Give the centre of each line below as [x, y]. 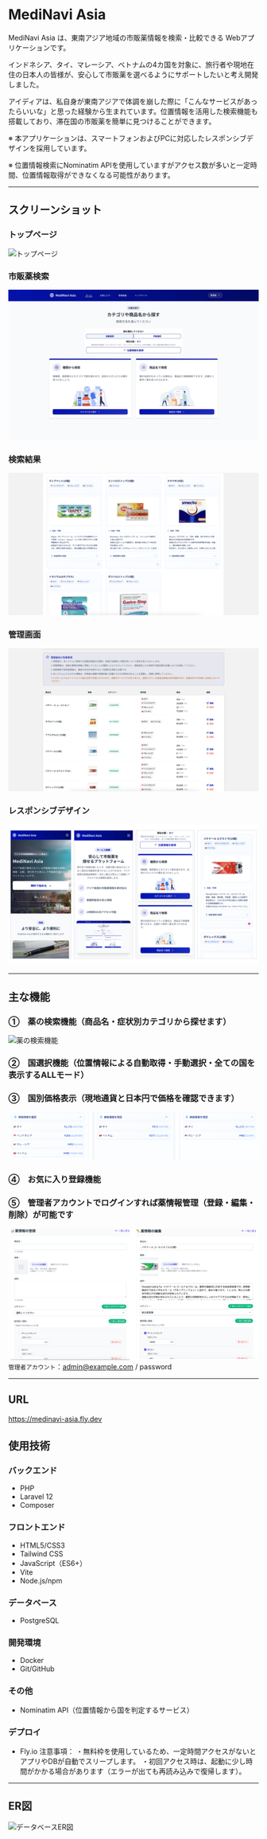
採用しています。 [63, 148]
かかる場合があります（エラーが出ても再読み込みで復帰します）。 [140, 1771]
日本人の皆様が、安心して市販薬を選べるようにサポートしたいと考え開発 [140, 74]
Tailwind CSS [41, 1553]
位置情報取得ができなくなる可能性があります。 [98, 175]
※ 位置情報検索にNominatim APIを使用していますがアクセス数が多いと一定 [130, 165]
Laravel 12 [36, 1497]
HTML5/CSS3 [42, 1545]
